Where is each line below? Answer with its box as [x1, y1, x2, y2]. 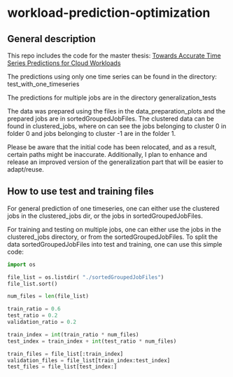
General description [7, 33, 96, 45]
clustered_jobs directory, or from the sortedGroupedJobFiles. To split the [7, 233, 218, 241]
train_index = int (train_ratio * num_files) [7, 331, 139, 338]
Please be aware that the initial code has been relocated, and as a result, [7, 143, 217, 151]
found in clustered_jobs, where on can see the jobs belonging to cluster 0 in [7, 122, 227, 130]
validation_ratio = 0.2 [7, 319, 77, 326]
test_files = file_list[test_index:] [7, 363, 118, 371]
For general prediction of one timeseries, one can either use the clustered [7, 204, 220, 212]
